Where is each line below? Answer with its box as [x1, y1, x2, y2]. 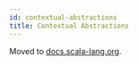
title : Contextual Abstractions [9, 21, 129, 30]
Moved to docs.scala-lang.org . [9, 45, 122, 56]
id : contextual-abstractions [9, 12, 118, 22]
